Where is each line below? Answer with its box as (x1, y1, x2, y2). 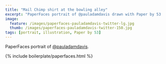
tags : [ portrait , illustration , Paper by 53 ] (5, 30, 101, 35)
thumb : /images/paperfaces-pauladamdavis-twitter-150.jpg (9, 26, 133, 31)
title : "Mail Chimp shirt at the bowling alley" (5, 7, 108, 12)
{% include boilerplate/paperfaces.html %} (5, 53, 93, 59)
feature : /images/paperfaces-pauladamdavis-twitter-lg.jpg (9, 21, 135, 26)
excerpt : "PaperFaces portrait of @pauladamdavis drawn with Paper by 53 (5, 12, 162, 17)
